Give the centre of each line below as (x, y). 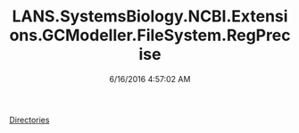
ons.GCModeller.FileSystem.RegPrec (150, 35)
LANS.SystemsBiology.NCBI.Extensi (150, 17)
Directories (29, 120)
